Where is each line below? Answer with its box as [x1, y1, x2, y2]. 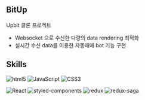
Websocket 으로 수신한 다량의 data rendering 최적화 [14, 34, 139, 41]
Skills [6, 59, 27, 69]
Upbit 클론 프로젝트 [6, 21, 52, 29]
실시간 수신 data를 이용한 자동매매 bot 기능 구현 [14, 41, 127, 49]
